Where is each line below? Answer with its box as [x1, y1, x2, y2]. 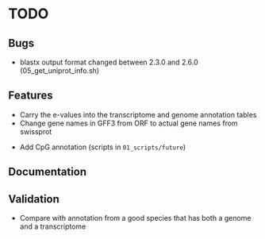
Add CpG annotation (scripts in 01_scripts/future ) [19, 142, 186, 152]
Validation [8, 192, 60, 206]
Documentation [8, 165, 87, 179]
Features [8, 89, 53, 102]
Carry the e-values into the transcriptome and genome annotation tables [19, 110, 257, 119]
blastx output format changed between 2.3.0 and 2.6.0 [19, 57, 198, 67]
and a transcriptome [19, 222, 86, 231]
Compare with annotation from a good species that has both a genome [19, 214, 252, 223]
